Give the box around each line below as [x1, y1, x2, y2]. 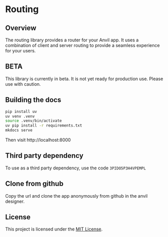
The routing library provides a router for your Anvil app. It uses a [5, 37, 139, 43]
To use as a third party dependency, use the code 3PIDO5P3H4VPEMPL [5, 165, 146, 171]
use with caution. [5, 81, 41, 87]
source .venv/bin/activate [5, 118, 62, 124]
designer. [5, 198, 25, 204]
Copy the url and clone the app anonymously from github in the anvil [5, 193, 148, 199]
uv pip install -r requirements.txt [5, 123, 82, 128]
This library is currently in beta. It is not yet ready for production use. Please [5, 76, 163, 82]
